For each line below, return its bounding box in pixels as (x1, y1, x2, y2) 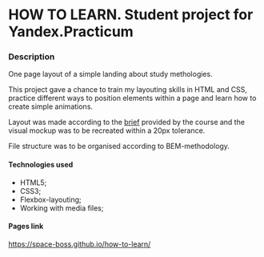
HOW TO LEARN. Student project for (8, 6, 254, 24)
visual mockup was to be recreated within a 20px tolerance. (8, 126, 206, 135)
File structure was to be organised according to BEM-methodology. (8, 142, 230, 151)
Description (8, 51, 55, 62)
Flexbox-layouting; (19, 195, 82, 204)
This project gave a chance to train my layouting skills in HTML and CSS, (8, 85, 248, 94)
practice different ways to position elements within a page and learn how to (8, 94, 257, 103)
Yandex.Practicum (8, 22, 134, 41)
